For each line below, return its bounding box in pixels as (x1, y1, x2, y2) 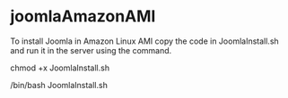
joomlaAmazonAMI (10, 6, 156, 27)
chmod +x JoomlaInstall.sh (10, 62, 110, 73)
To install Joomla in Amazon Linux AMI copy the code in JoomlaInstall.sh (10, 36, 279, 46)
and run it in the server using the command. (10, 45, 172, 55)
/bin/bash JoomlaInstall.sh (10, 79, 109, 90)
